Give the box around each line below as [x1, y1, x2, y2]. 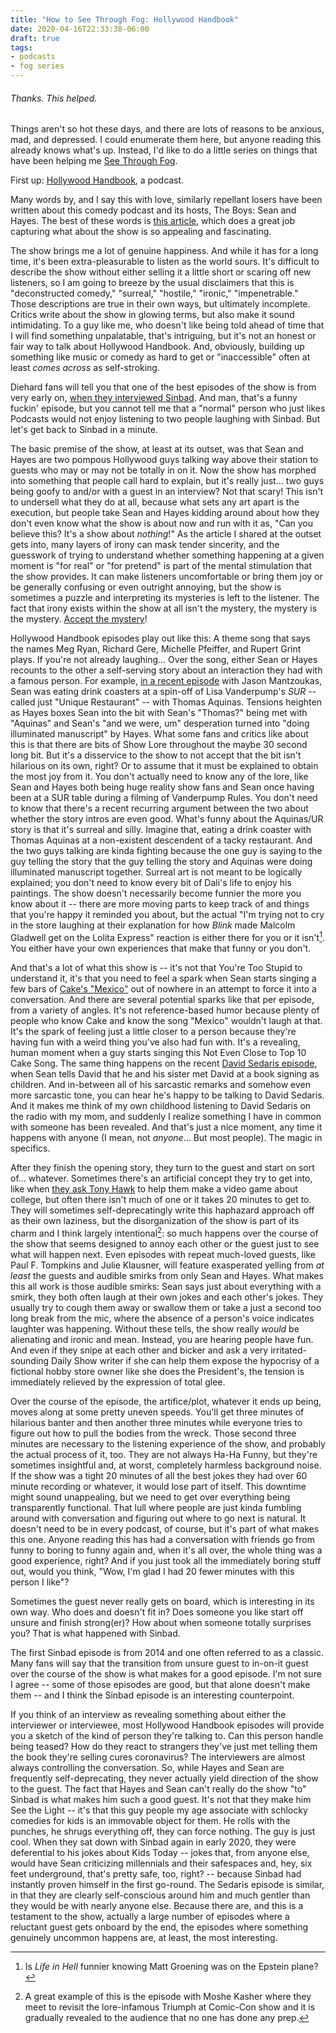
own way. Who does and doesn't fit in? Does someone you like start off [10, 1606, 304, 1618]
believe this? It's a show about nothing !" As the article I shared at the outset [10, 528, 322, 540]
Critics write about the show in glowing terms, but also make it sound [10, 309, 295, 321]
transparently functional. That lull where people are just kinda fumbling [10, 1501, 302, 1513]
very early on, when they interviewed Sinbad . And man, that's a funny [10, 392, 298, 404]
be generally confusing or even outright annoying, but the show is [10, 581, 282, 593]
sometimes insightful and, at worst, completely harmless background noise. [10, 1459, 322, 1471]
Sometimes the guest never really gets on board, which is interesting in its [10, 1595, 315, 1607]
